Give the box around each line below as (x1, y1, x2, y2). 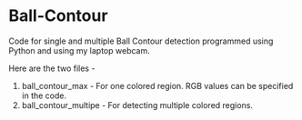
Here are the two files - (8, 63, 96, 74)
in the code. (21, 90, 67, 101)
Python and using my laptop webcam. (8, 45, 151, 55)
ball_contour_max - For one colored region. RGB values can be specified (21, 80, 294, 91)
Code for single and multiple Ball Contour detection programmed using (8, 35, 274, 46)
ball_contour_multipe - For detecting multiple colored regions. (21, 99, 254, 110)
